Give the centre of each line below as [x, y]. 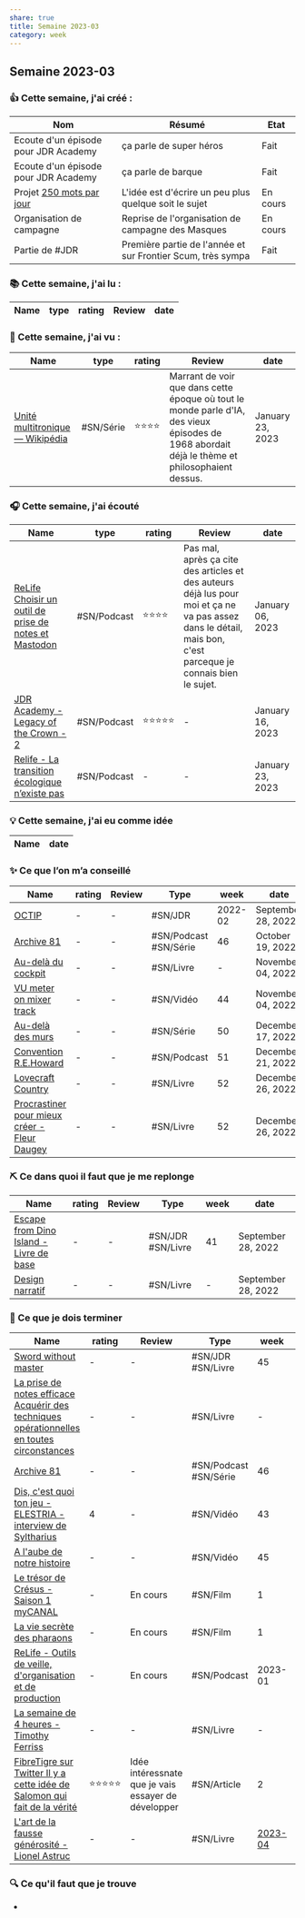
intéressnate [157, 1774]
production [37, 1698]
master [29, 1368]
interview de [40, 1526]
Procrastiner [40, 1103]
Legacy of [35, 721]
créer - [30, 1126]
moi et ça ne [209, 605]
